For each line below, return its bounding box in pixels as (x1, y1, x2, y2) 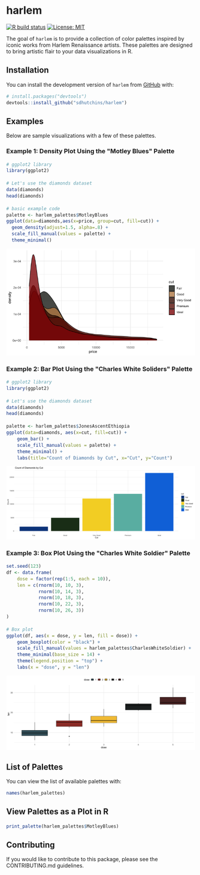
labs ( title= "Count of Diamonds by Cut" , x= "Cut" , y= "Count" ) (17, 455, 172, 461)
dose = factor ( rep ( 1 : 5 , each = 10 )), (17, 576, 111, 582)
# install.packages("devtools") (6, 93, 87, 99)
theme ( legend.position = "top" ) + (17, 658, 103, 664)
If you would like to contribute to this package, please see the (6, 856, 158, 863)
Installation (6, 65, 49, 75)
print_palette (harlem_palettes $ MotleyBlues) (6, 823, 119, 829)
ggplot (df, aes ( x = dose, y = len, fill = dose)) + (6, 632, 138, 638)
